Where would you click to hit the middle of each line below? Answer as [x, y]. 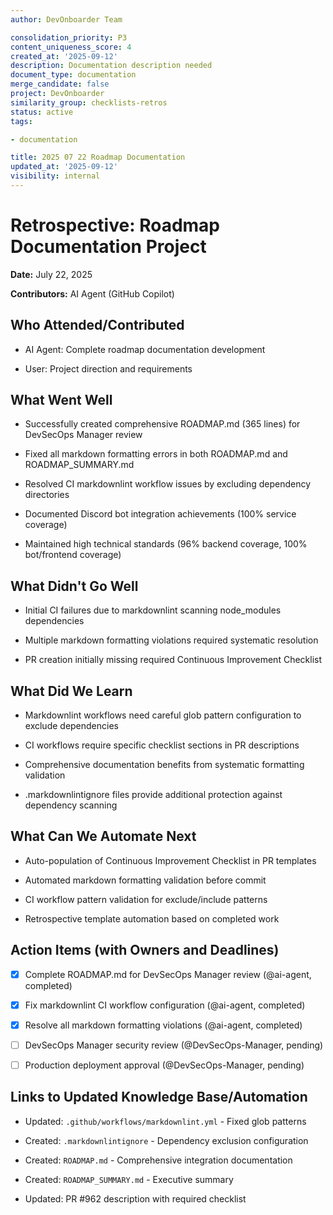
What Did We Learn [71, 691]
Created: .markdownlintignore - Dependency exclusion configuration [166, 1140]
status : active [42, 112]
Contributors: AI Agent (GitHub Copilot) [92, 293]
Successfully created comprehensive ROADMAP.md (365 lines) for [162, 424]
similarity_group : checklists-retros [89, 102]
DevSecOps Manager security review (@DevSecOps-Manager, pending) [174, 1045]
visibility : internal [55, 176]
